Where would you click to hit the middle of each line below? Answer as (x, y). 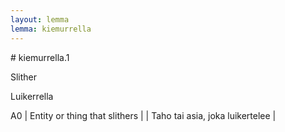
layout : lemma (40, 19)
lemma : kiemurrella (51, 29)
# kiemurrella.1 (40, 57)
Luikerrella (32, 96)
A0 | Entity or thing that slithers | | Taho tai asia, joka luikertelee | (143, 115)
